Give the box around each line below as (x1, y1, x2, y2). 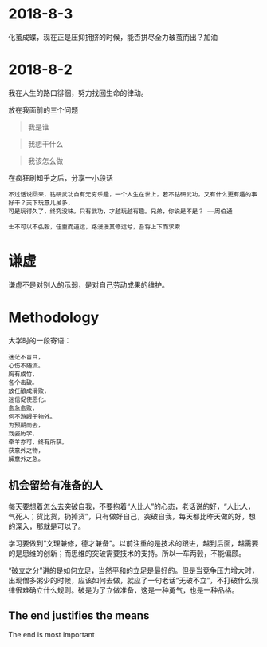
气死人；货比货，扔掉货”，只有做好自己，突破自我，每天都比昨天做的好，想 (8, 511, 257, 521)
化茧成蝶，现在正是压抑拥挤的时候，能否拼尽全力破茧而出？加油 (8, 32, 218, 42)
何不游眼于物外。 (8, 412, 57, 420)
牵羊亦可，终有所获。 (8, 438, 68, 446)
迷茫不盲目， (8, 353, 45, 361)
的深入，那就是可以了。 (8, 521, 85, 531)
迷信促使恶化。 (8, 395, 50, 403)
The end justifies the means (8, 609, 150, 622)
